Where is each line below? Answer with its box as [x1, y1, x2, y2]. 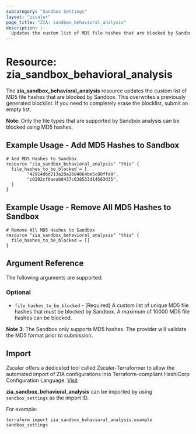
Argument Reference [6, 259, 84, 268]
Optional [6, 288, 31, 297]
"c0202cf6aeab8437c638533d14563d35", [27, 176, 118, 182]
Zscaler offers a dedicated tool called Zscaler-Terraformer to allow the [6, 364, 175, 371]
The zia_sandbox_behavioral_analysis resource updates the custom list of [6, 87, 187, 94]
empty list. [6, 106, 32, 113]
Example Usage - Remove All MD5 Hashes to [6, 202, 171, 212]
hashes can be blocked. [14, 314, 72, 321]
